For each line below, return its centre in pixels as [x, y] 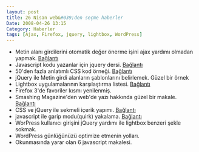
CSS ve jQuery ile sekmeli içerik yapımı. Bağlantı [76, 110]
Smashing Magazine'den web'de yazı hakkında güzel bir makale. [96, 97]
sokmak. [26, 130]
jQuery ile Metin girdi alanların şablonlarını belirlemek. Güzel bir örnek [102, 78]
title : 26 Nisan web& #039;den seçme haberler [65, 18]
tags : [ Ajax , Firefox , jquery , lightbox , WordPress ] [74, 35]
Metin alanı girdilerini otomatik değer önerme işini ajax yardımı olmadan [104, 52]
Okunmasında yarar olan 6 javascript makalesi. [73, 142]
